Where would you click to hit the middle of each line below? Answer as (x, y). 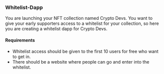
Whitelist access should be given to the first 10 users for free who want (85, 51)
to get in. (21, 57)
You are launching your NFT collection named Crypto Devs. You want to (79, 18)
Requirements (20, 40)
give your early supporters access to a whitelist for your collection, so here (82, 23)
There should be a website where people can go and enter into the (81, 62)
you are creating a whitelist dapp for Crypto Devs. (56, 29)
